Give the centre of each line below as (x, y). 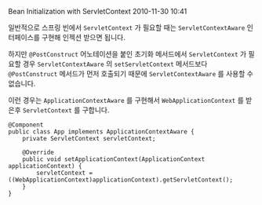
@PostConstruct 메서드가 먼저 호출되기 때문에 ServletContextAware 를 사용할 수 (131, 73)
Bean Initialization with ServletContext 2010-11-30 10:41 (98, 11)
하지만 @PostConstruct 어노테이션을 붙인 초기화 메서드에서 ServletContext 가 (127, 54)
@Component (26, 125)
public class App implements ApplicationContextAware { (101, 132)
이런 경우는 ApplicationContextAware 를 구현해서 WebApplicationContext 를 (126, 100)
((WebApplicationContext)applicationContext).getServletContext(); (121, 180)
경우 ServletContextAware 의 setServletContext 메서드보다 (115, 64)
